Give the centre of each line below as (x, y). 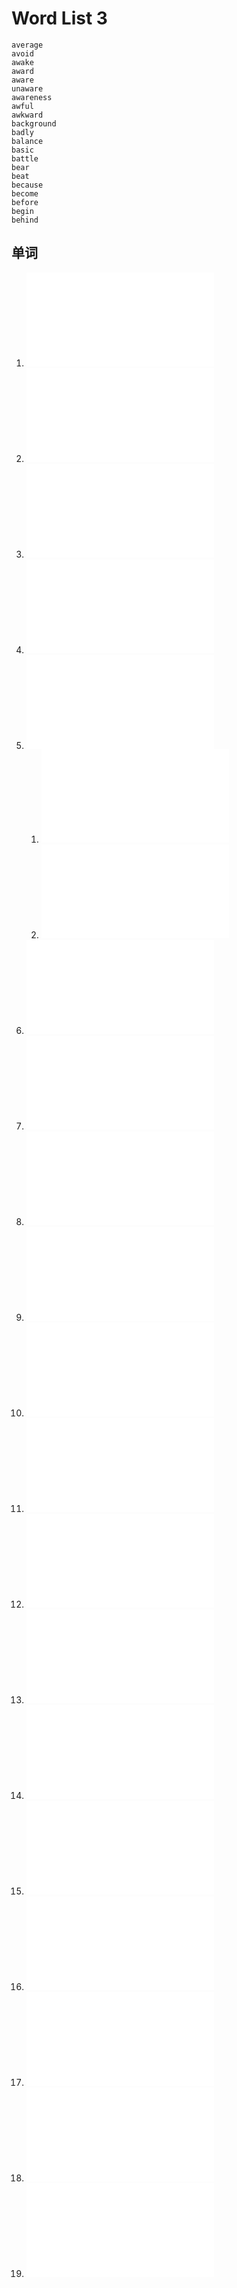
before (25, 202)
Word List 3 (59, 18)
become (25, 193)
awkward (27, 115)
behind (25, 220)
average (27, 45)
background (34, 123)
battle (25, 158)
